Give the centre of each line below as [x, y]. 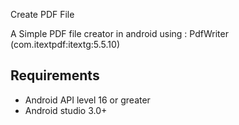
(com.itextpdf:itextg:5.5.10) [65, 44]
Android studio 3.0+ [66, 110]
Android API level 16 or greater [87, 100]
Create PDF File [42, 14]
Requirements [55, 75]
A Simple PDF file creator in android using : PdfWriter [119, 33]
